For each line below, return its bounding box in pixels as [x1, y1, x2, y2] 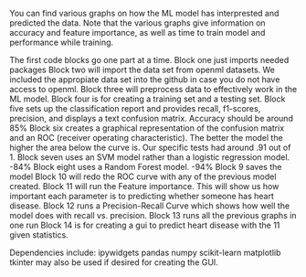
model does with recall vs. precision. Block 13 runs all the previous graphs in [9, 210, 297, 220]
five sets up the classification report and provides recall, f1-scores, [9, 103, 261, 113]
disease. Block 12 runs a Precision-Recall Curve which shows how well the [9, 200, 290, 211]
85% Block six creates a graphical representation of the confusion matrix [9, 123, 285, 133]
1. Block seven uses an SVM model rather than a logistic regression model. [9, 152, 290, 163]
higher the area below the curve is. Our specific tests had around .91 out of [9, 142, 291, 153]
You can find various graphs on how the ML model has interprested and [9, 8, 280, 18]
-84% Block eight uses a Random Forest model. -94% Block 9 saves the [9, 162, 282, 172]
